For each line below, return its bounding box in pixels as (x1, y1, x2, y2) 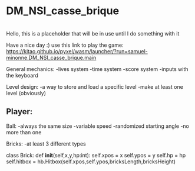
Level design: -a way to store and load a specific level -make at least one (6, 83, 184, 90)
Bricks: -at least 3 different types (6, 140, 87, 147)
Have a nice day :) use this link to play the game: (6, 41, 124, 49)
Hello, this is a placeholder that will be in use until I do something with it (6, 30, 180, 37)
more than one (6, 128, 42, 135)
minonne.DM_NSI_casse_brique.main (6, 54, 97, 61)
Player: (6, 107, 33, 117)
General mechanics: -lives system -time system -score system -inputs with (6, 65, 189, 72)
